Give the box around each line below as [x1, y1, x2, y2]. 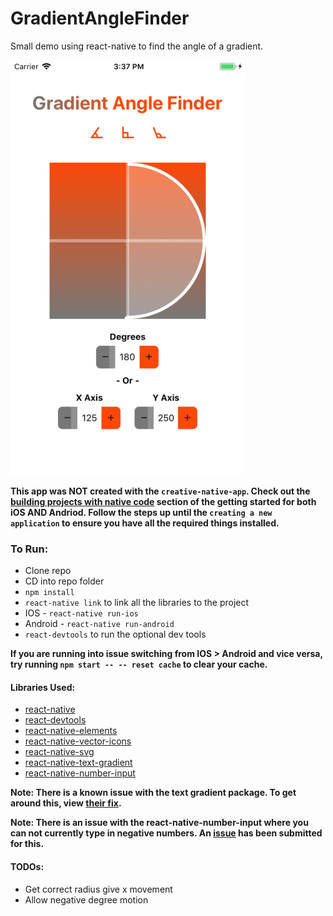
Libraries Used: [10, 681, 76, 693]
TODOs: [10, 861, 45, 873]
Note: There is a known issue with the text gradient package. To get [10, 787, 297, 799]
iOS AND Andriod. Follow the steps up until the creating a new [10, 506, 273, 518]
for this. [10, 838, 45, 850]
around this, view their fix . [10, 797, 122, 809]
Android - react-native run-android [24, 618, 175, 630]
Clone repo [24, 565, 72, 577]
